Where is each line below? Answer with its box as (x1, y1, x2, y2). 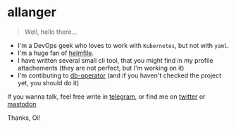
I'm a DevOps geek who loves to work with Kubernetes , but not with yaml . (17, 41, 229, 49)
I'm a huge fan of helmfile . (17, 49, 94, 57)
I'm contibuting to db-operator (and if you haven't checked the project (17, 71, 222, 80)
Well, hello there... (24, 27, 77, 36)
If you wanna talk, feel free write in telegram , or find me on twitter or (7, 92, 206, 101)
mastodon (7, 99, 37, 108)
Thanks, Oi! (7, 113, 41, 122)
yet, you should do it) (17, 78, 80, 87)
